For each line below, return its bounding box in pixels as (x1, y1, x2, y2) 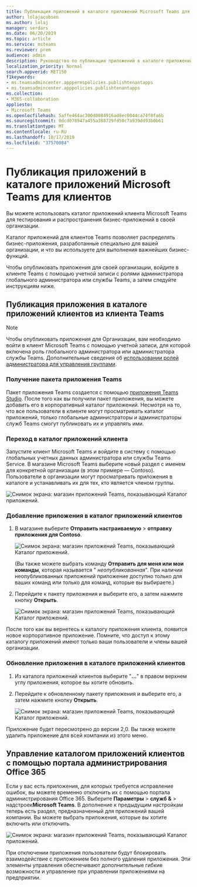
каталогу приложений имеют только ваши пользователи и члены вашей (6, 638, 188, 645)
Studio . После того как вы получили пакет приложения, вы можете (6, 395, 174, 402)
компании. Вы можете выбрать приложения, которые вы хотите (6, 814, 167, 821)
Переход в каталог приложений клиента (6, 435, 128, 443)
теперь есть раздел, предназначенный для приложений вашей (6, 808, 164, 815)
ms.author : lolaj (6, 19, 49, 25)
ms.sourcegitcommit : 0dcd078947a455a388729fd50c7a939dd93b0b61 (6, 118, 164, 124)
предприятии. (6, 874, 41, 881)
